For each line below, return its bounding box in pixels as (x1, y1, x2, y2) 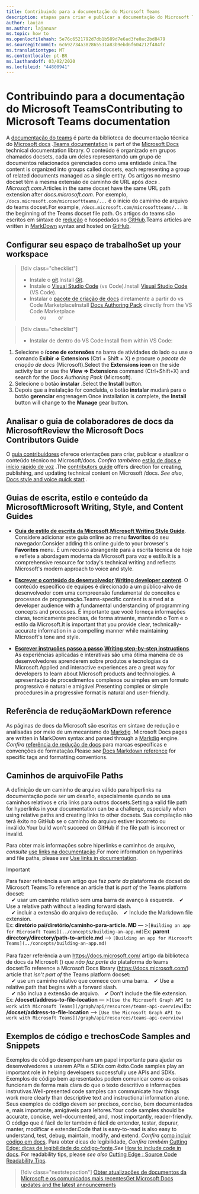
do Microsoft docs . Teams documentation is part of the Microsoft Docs (6, 141, 179, 148)
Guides (6, 512, 34, 522)
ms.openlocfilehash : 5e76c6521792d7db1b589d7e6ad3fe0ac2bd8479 (6, 36, 166, 42)
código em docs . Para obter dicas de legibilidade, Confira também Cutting (6, 1138, 188, 1145)
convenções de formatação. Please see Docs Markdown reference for (6, 747, 176, 754)
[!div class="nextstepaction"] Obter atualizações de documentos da (20, 1168, 187, 1176)
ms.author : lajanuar (6, 25, 57, 31)
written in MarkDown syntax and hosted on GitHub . (6, 223, 131, 230)
